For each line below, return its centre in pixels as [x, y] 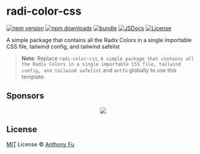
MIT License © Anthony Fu [40, 144]
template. [33, 76]
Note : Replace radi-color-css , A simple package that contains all [108, 58]
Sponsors [25, 96]
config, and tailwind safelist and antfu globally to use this [99, 70]
